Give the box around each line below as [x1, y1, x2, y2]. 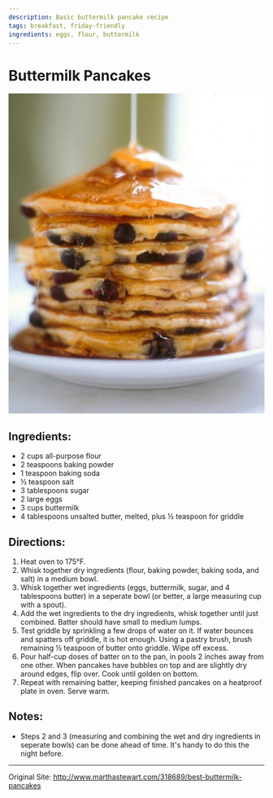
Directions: [8, 535, 66, 549]
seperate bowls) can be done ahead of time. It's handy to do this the [19, 739, 249, 749]
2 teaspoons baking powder [19, 460, 115, 470]
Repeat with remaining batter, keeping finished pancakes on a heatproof [19, 677, 262, 687]
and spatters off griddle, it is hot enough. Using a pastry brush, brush [19, 634, 253, 644]
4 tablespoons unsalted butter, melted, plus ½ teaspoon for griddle [19, 512, 245, 522]
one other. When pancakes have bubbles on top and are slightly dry [19, 660, 248, 670]
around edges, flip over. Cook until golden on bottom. [19, 669, 199, 679]
